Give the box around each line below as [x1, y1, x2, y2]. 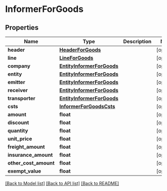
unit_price [7, 135, 32, 142]
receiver [7, 87, 28, 94]
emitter [7, 79, 25, 86]
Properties [5, 23, 39, 32]
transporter [7, 95, 36, 101]
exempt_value [7, 168, 41, 175]
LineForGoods [59, 55, 93, 61]
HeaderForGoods [59, 46, 101, 53]
